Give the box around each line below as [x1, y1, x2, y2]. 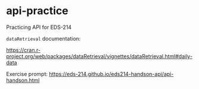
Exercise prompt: [6, 70, 48, 77]
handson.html [6, 77, 40, 84]
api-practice [6, 4, 68, 18]
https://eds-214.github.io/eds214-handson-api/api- [49, 70, 174, 77]
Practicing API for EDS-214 [6, 24, 72, 31]
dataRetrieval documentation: [6, 35, 81, 42]
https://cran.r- [6, 46, 41, 54]
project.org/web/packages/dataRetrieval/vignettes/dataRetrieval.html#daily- [6, 52, 193, 60]
